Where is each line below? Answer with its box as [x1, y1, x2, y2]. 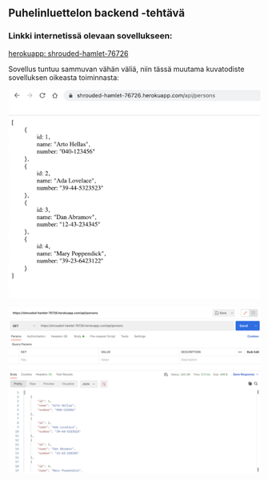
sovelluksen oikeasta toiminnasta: [8, 72, 120, 82]
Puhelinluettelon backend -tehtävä [8, 6, 186, 20]
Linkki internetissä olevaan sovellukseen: [8, 30, 173, 42]
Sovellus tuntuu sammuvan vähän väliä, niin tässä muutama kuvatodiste [8, 64, 245, 74]
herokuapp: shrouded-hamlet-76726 [8, 48, 129, 58]
